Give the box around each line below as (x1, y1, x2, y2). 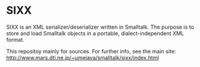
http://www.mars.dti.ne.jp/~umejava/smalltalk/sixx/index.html (6, 54, 159, 61)
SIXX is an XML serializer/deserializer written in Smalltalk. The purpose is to (6, 23, 195, 31)
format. (6, 36, 25, 43)
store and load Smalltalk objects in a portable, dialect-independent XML (6, 29, 184, 36)
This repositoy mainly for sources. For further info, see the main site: (6, 47, 177, 54)
